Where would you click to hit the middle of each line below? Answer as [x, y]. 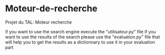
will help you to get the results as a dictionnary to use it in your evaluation [80, 42]
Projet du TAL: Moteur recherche [38, 22]
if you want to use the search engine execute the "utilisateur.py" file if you [81, 31]
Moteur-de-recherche [51, 9]
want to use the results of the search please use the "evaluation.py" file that [82, 37]
